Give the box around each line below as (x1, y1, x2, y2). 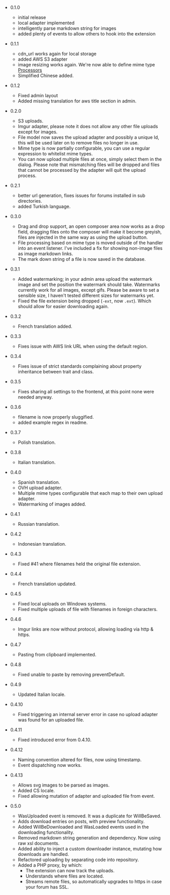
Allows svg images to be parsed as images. (17, 782, 110, 788)
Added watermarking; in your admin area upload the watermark (17, 276, 153, 282)
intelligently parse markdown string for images (17, 25, 117, 31)
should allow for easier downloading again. (17, 303, 109, 309)
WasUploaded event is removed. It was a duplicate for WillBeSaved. (17, 813, 162, 819)
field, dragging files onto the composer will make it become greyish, (17, 229, 162, 235)
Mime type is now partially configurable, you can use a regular (17, 145, 150, 151)
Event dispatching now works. (17, 762, 82, 768)
